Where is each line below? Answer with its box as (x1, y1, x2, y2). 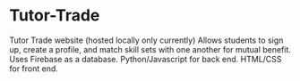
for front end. (9, 63, 58, 74)
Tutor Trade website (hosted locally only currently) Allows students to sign (9, 35, 284, 45)
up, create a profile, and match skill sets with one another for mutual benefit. (9, 44, 291, 54)
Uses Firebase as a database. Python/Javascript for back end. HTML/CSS (9, 53, 282, 64)
